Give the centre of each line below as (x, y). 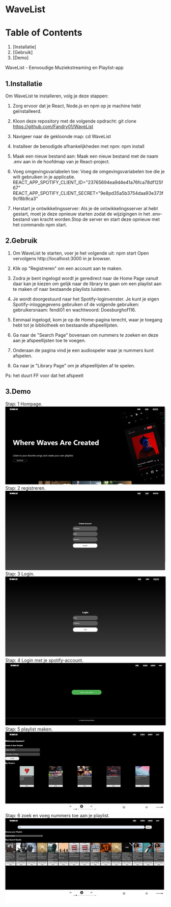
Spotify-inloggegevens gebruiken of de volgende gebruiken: (76, 304)
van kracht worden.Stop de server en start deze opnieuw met (96, 219)
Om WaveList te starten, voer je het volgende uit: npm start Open (81, 253)
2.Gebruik (21, 241)
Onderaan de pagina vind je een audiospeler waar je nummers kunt (83, 350)
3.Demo (18, 392)
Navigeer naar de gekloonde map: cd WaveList (62, 136)
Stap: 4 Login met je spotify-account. (44, 660)
